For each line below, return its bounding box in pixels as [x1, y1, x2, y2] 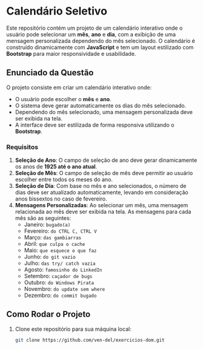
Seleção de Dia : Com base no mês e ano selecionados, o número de [15, 182, 187, 190]
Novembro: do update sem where [24, 285, 105, 293]
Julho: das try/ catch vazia [24, 259, 96, 267]
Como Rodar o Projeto [6, 309, 91, 319]
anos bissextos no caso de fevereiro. [15, 195, 107, 202]
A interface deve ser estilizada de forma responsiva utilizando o [15, 121, 175, 128]
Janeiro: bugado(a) [24, 221, 71, 228]
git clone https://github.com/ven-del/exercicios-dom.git [15, 337, 165, 343]
